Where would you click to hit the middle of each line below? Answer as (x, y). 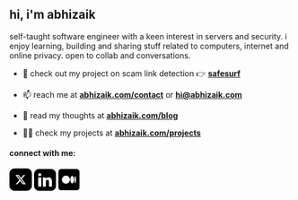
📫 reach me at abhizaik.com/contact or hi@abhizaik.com (132, 94)
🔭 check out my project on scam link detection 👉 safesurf (131, 73)
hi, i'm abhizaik (53, 15)
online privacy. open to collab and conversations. (100, 55)
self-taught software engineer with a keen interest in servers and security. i (148, 36)
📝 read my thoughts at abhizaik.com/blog (100, 115)
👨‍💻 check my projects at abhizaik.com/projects (111, 133)
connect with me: (43, 153)
